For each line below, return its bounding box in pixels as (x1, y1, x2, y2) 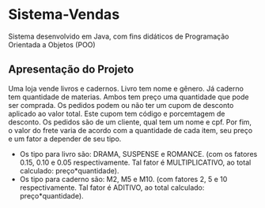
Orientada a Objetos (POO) (8, 39, 97, 49)
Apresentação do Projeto (8, 63, 134, 76)
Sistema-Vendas (8, 6, 120, 24)
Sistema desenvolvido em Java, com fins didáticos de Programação (8, 32, 229, 41)
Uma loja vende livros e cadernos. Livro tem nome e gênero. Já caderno (8, 84, 244, 93)
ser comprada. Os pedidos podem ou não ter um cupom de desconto (8, 100, 234, 110)
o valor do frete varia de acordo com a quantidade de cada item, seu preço (8, 125, 253, 135)
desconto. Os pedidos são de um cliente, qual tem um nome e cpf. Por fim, (8, 117, 252, 127)
